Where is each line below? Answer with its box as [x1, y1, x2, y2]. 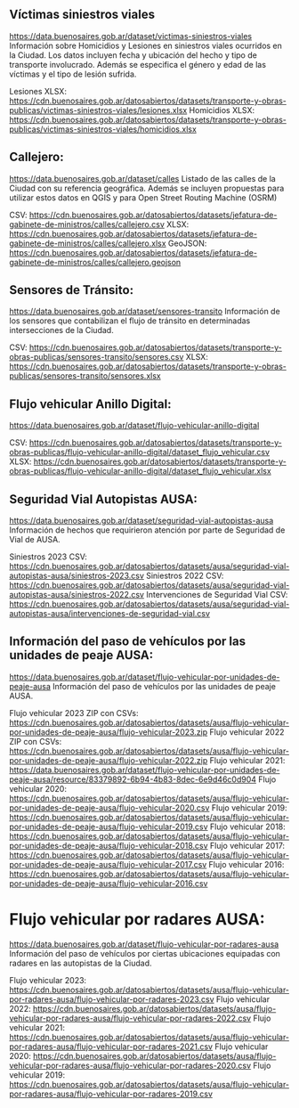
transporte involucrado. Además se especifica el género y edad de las [9, 59, 267, 69]
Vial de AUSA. [9, 534, 61, 545]
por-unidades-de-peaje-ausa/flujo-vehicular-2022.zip [9, 754, 208, 765]
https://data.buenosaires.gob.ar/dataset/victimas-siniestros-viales [9, 30, 252, 41]
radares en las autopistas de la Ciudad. [9, 957, 153, 968]
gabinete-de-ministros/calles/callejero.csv [9, 218, 165, 230]
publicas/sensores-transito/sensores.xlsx [9, 371, 162, 381]
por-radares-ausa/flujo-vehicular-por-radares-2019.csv [9, 1088, 214, 1099]
